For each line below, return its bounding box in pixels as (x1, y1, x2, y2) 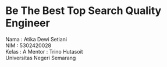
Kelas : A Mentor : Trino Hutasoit (5, 48, 83, 55)
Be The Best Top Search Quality (5, 4, 162, 17)
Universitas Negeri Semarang (5, 54, 76, 61)
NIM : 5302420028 (5, 42, 52, 49)
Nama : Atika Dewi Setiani (5, 36, 67, 43)
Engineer (5, 16, 50, 30)
